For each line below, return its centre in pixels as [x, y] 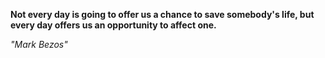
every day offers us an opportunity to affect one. [113, 25]
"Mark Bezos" [39, 44]
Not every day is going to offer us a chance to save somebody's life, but [162, 14]
